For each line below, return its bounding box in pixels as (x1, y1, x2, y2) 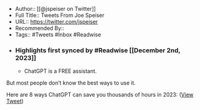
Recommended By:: (15, 24, 65, 32)
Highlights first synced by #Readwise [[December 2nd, (15, 46, 181, 54)
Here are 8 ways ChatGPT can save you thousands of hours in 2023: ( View (6, 91, 194, 98)
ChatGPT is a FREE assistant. (24, 67, 97, 75)
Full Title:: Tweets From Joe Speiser (15, 12, 105, 19)
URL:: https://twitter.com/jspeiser (15, 18, 98, 25)
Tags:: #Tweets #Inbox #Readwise (15, 31, 101, 38)
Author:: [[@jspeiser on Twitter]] (15, 5, 96, 12)
